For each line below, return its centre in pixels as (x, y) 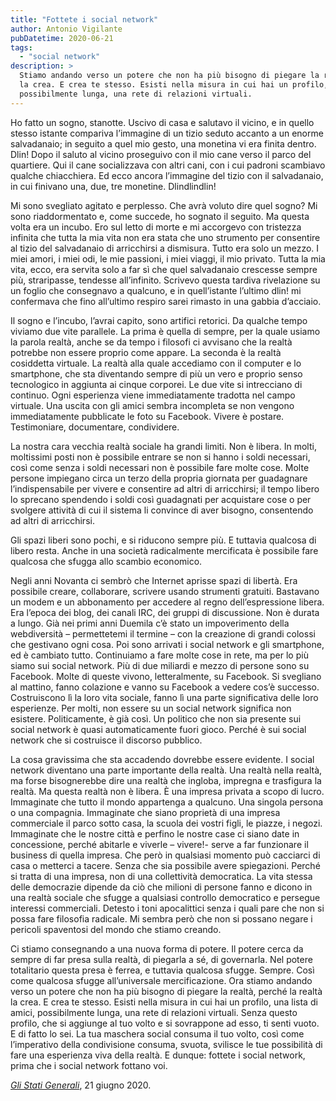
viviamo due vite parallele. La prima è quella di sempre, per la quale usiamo (165, 331)
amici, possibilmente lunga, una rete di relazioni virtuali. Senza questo (154, 1012)
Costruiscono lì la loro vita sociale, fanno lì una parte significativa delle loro (164, 697)
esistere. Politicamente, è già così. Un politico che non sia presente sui (156, 718)
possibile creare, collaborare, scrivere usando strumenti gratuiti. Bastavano (165, 591)
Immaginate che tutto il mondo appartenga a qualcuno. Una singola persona (167, 802)
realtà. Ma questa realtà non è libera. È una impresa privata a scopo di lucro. (167, 791)
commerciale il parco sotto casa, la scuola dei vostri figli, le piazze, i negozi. (166, 823)
